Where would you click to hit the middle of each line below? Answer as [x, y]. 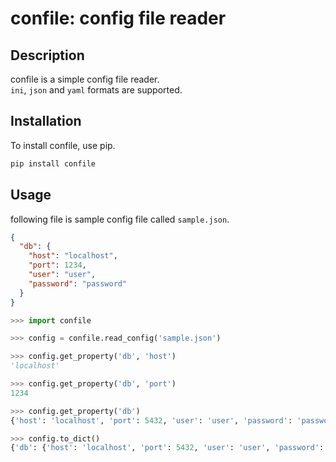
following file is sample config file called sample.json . [120, 219]
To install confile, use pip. [63, 145]
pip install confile [53, 163]
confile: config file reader [118, 18]
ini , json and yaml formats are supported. [96, 90]
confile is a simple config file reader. [85, 79]
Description [47, 55]
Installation [46, 121]
